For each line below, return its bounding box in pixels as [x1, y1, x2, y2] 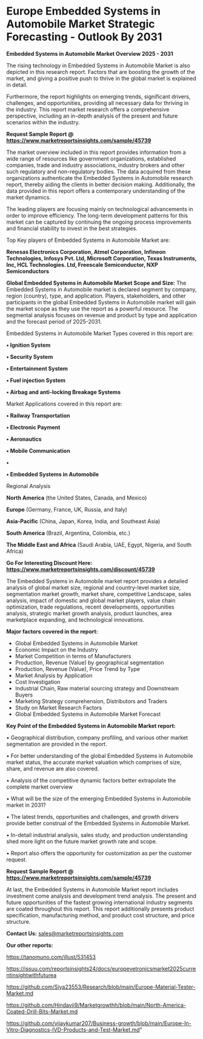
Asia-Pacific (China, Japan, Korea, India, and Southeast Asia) [6, 517, 161, 525]
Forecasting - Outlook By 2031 [6, 30, 162, 44]
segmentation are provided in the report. [6, 740, 107, 747]
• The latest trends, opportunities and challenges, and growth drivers [6, 813, 179, 820]
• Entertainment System [6, 365, 68, 372]
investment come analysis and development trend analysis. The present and [6, 892, 197, 900]
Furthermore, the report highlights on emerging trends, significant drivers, [6, 93, 191, 100]
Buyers [15, 691, 33, 698]
